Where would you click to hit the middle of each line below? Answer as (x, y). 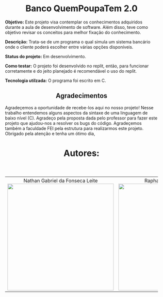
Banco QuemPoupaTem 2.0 (81, 9)
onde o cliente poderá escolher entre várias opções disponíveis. (69, 47)
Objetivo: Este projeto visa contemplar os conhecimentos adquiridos (74, 22)
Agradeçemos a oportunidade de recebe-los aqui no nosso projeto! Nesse (79, 107)
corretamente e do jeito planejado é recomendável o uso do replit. (71, 71)
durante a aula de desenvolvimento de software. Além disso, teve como (77, 27)
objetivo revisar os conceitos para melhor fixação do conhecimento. (73, 32)
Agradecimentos (81, 96)
